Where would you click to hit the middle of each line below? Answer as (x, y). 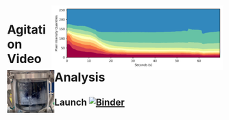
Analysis (80, 77)
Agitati (27, 30)
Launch (71, 103)
